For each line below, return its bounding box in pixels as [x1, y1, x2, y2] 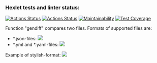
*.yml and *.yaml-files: [12, 42, 59, 48]
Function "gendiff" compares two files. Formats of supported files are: [5, 25, 152, 31]
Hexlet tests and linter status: [5, 4, 80, 11]
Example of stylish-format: [5, 52, 61, 58]
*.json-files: [12, 36, 37, 42]
